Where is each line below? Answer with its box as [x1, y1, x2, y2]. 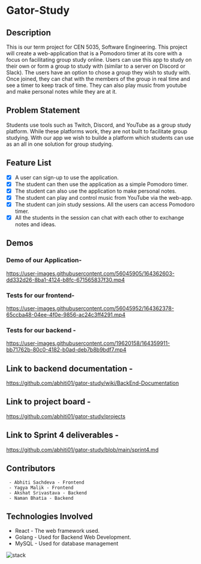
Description [6, 28, 51, 38]
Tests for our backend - [6, 326, 76, 334]
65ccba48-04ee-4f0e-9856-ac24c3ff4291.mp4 [6, 311, 126, 318]
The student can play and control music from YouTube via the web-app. [14, 194, 193, 201]
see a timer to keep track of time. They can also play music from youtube [6, 82, 187, 89]
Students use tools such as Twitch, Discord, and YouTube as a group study [6, 121, 191, 128]
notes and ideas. [14, 221, 56, 228]
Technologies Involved [6, 511, 93, 521]
